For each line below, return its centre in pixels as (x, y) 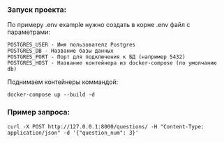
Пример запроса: (39, 112)
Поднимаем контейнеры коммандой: (63, 82)
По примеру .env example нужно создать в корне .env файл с (99, 25)
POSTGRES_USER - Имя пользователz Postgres (72, 45)
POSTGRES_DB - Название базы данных (60, 51)
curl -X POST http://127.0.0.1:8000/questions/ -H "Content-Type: (106, 126)
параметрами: (29, 32)
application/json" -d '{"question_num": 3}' (73, 133)
